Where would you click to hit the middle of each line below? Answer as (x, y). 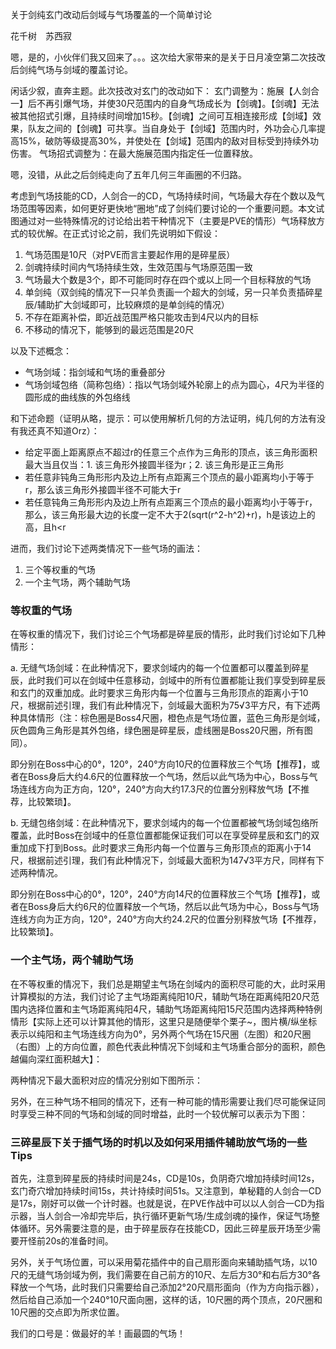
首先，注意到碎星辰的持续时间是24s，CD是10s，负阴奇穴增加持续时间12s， (165, 1178)
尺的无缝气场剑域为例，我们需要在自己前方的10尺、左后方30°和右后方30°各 (166, 1274)
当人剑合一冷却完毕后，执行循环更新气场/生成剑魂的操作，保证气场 (174, 1215)
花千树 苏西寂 (41, 36)
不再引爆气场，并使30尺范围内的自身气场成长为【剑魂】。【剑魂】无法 (178, 103)
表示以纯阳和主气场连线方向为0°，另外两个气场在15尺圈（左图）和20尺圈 (161, 1034)
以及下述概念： (41, 351)
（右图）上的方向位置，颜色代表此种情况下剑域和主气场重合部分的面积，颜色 (168, 1046)
